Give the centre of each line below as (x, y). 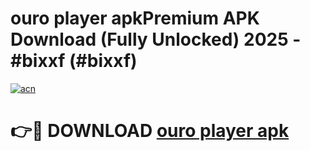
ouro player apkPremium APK (135, 18)
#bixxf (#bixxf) (74, 61)
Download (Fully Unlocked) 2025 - (156, 39)
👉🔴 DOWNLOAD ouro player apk (150, 131)
